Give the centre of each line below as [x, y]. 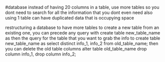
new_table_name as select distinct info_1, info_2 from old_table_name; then [82, 43]
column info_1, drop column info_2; [41, 54]
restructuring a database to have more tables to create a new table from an [82, 27]
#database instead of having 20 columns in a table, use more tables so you [82, 7]
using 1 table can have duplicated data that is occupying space [70, 18]
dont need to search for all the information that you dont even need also [79, 12]
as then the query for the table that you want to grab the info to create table [83, 38]
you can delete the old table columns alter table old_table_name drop [76, 49]
